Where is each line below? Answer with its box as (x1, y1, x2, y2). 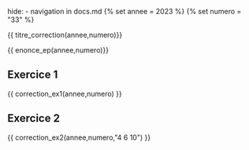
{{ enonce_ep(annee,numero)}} (7, 46, 110, 54)
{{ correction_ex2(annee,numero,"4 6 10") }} (7, 133, 151, 142)
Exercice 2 (7, 112, 61, 125)
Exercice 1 (7, 68, 58, 82)
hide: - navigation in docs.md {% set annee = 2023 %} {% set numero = (7, 7, 242, 16)
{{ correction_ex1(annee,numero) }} (7, 89, 123, 98)
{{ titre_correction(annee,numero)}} (7, 31, 123, 39)
